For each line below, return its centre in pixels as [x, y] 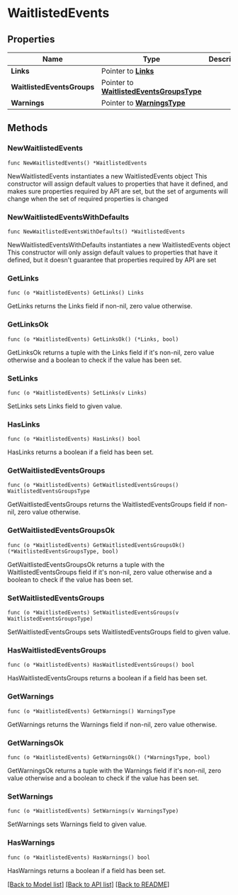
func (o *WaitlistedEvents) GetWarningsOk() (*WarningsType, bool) [109, 757]
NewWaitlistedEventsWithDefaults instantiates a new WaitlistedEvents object [119, 244]
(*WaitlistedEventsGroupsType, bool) [63, 551]
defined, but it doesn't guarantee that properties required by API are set [112, 259]
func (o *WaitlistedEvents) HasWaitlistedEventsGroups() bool [101, 665]
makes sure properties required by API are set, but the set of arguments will [118, 191]
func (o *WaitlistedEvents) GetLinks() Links [75, 293]
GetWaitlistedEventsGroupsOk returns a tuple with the [86, 564]
